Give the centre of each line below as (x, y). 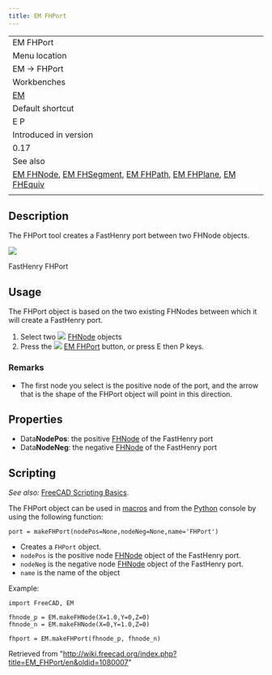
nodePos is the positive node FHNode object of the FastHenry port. (130, 556)
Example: (24, 588)
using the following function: (56, 517)
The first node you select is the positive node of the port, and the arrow (139, 385)
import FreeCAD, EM (41, 604)
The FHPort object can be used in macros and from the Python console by (132, 509)
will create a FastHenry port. (56, 320)
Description (38, 216)
